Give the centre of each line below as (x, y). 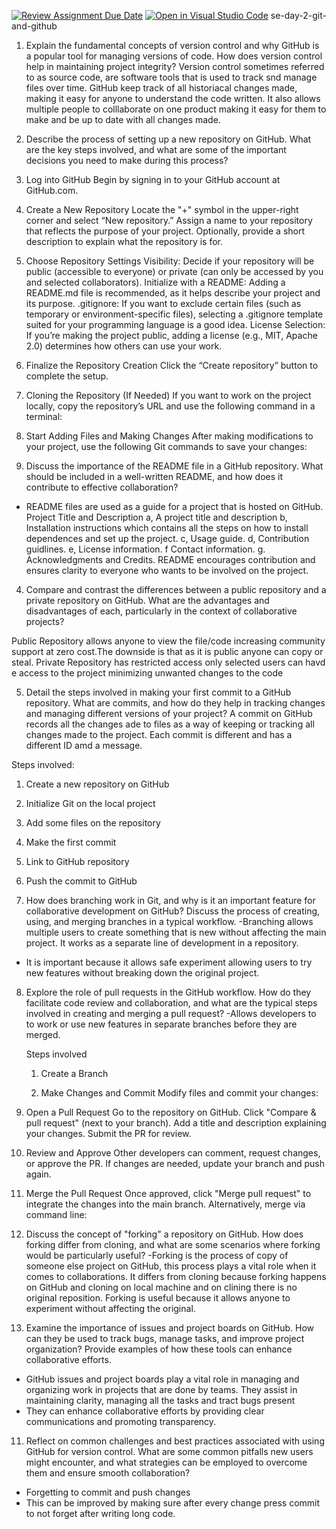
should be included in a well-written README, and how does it (154, 476)
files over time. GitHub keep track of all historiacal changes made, (161, 88)
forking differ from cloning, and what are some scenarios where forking (173, 1244)
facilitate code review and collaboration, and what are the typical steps (171, 1003)
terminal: (44, 416)
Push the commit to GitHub (81, 881)
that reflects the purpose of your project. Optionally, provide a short (165, 231)
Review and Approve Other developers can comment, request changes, (173, 1153)
